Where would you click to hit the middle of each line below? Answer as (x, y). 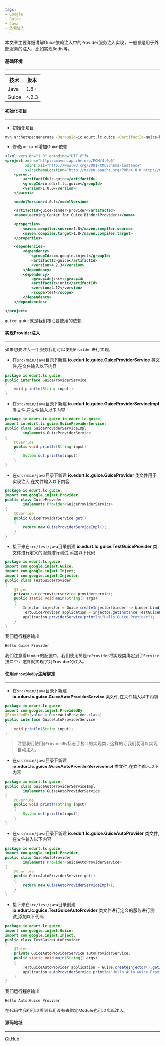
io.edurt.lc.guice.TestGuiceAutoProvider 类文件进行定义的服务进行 (81, 910)
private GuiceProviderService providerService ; (63, 594)
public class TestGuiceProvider (38, 580)
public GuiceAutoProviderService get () (55, 876)
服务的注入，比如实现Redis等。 (41, 49)
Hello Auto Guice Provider (33, 1000)
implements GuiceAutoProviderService (61, 791)
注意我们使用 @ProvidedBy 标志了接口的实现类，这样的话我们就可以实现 (87, 743)
